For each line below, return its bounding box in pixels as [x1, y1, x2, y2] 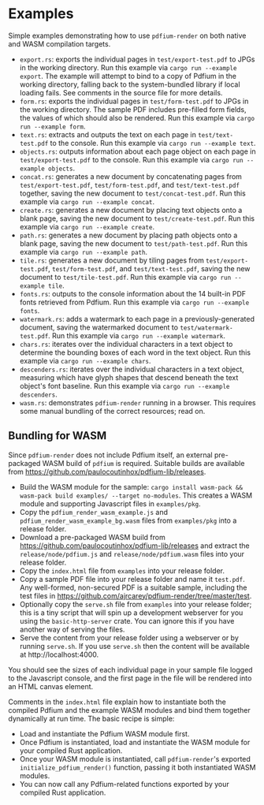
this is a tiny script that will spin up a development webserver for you [19, 608, 244, 617]
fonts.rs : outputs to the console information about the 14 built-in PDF [19, 289, 247, 298]
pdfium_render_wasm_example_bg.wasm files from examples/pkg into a [19, 516, 237, 525]
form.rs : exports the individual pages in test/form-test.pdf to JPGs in [19, 96, 249, 106]
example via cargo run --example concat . [19, 196, 155, 206]
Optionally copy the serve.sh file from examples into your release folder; [19, 599, 252, 609]
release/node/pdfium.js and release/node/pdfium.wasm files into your [19, 549, 245, 558]
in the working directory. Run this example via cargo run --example [19, 62, 237, 72]
